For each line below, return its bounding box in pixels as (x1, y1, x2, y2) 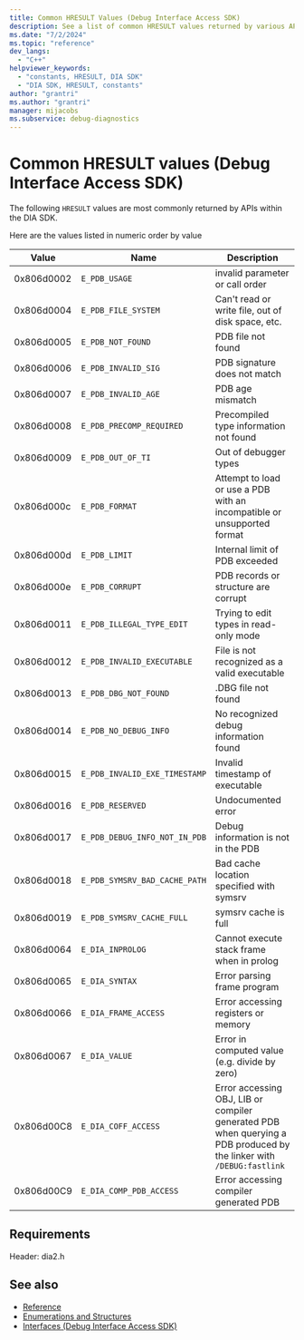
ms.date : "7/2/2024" (9, 30, 88, 39)
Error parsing (214, 969, 271, 982)
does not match (214, 368, 282, 381)
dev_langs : (9, 47, 51, 56)
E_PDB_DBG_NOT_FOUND (81, 688, 170, 699)
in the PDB (214, 842, 261, 855)
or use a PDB (214, 483, 271, 496)
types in (214, 618, 250, 631)
